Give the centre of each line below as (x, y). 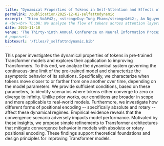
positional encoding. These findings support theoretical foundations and (78, 133)
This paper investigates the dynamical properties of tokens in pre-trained (79, 55)
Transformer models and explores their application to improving (69, 60)
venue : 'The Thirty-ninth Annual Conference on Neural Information (75, 32)
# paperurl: (17, 37)
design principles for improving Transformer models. (58, 138)
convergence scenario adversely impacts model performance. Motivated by (81, 117)
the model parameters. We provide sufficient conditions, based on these (78, 86)
